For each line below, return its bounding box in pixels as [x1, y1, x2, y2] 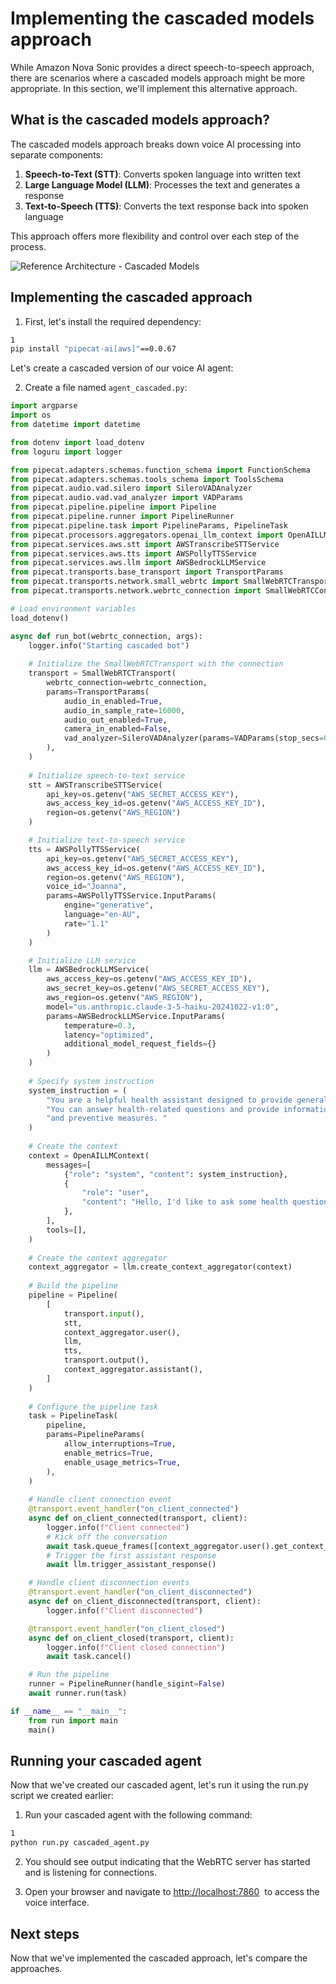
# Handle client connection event [28, 1495, 172, 1505]
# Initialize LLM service [28, 955, 137, 966]
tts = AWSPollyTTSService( [28, 844, 141, 854]
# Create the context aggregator [28, 1253, 168, 1263]
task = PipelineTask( [28, 1411, 118, 1421]
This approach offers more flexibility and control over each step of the [10, 230, 300, 242]
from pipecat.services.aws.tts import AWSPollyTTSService [10, 548, 257, 559]
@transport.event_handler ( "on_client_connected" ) [28, 1504, 240, 1514]
